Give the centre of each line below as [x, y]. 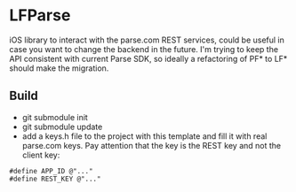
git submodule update [62, 127]
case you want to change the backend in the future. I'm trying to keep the [144, 49]
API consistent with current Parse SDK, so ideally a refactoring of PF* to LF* [148, 58]
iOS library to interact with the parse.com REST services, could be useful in [147, 40]
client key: [41, 155]
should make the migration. [59, 68]
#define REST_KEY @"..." [55, 179]
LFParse [40, 15]
